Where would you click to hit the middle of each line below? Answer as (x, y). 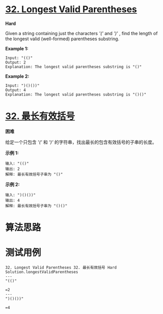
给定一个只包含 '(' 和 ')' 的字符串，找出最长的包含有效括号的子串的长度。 (81, 142)
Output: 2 (16, 62)
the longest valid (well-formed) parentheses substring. (62, 39)
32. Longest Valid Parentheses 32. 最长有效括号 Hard (61, 268)
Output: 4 (16, 90)
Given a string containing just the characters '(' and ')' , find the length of (81, 33)
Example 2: (17, 76)
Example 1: (17, 48)
